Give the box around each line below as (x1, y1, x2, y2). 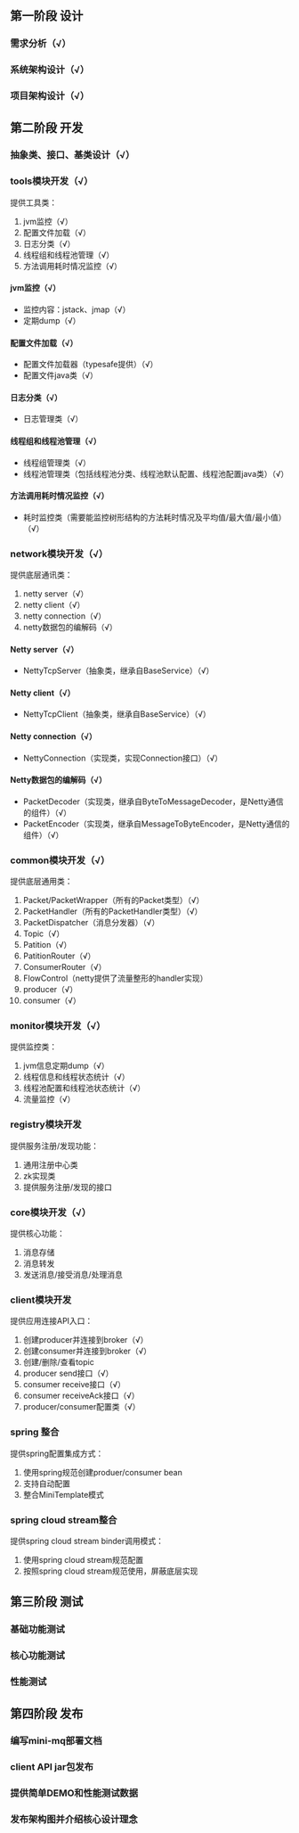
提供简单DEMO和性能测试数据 (10, 1787, 139, 1799)
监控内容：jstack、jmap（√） (22, 304, 131, 315)
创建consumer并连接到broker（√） (22, 1345, 152, 1357)
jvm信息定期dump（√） (22, 1060, 109, 1072)
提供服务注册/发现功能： (10, 1140, 100, 1151)
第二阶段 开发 (10, 119, 84, 136)
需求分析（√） (10, 37, 72, 50)
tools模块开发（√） (10, 175, 93, 187)
